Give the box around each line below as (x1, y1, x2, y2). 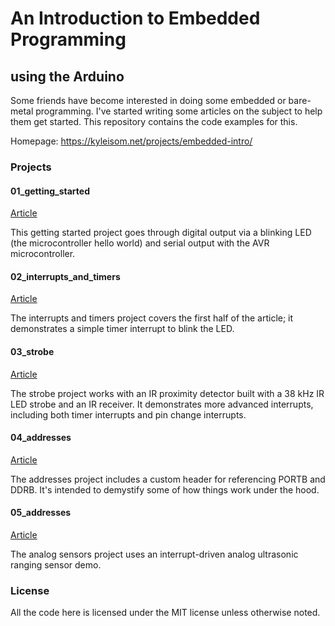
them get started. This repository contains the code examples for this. (10, 116, 298, 127)
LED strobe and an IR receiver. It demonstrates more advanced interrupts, (10, 398, 314, 410)
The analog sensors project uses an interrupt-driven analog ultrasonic (10, 548, 299, 560)
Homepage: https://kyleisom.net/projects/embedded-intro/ (10, 135, 253, 147)
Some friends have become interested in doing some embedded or (10, 95, 287, 106)
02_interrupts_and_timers (10, 270, 121, 282)
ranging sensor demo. (10, 558, 102, 571)
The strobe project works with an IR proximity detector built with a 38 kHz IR (10, 387, 325, 399)
